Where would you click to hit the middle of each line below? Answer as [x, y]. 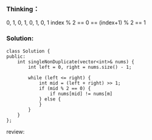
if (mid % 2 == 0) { [65, 88]
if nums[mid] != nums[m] [81, 94]
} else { [50, 99]
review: [16, 131]
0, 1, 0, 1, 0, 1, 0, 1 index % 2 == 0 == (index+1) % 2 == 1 [76, 23]
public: [16, 56]
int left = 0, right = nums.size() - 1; [80, 67]
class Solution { [28, 51]
